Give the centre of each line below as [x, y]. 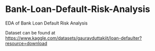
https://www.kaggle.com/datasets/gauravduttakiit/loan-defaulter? [74, 38]
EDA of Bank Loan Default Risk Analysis [46, 23]
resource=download [26, 43]
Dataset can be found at [30, 32]
